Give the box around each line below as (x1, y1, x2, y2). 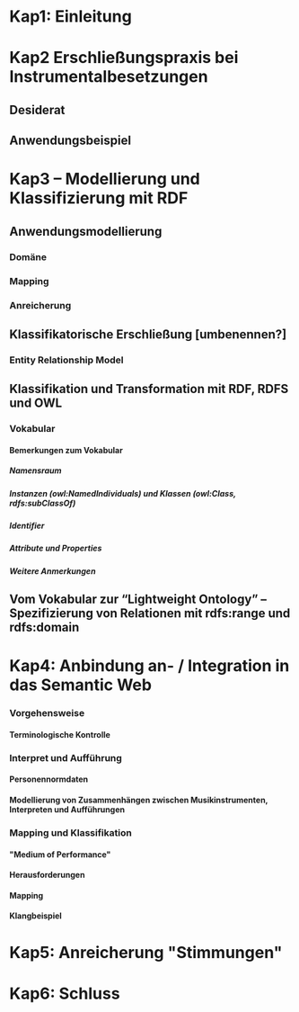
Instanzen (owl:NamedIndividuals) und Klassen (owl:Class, (9, 488, 236, 498)
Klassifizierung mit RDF (9, 188, 189, 209)
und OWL (9, 396, 63, 411)
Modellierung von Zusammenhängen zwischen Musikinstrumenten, (9, 794, 268, 806)
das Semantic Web (9, 675, 153, 695)
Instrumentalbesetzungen (9, 67, 208, 87)
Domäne (9, 250, 48, 263)
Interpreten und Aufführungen (9, 804, 126, 815)
